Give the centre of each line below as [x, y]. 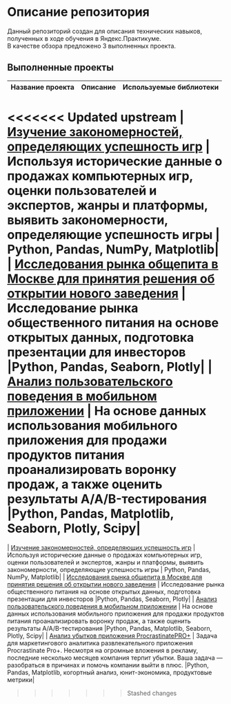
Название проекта [42, 87]
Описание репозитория [78, 12]
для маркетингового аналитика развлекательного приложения [100, 643]
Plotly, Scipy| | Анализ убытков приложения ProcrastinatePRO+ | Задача [112, 636]
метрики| [21, 679]
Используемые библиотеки [171, 87]
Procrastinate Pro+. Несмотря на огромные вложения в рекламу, [103, 650]
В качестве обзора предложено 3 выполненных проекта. [92, 46]
